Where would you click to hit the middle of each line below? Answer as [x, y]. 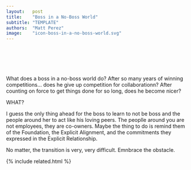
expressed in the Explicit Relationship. [52, 139]
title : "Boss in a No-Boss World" [52, 17]
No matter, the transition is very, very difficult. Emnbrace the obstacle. [91, 150]
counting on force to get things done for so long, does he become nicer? [94, 91]
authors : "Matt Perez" [35, 28]
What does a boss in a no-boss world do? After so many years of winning [95, 79]
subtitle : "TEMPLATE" [33, 22]
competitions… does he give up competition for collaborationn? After [89, 85]
